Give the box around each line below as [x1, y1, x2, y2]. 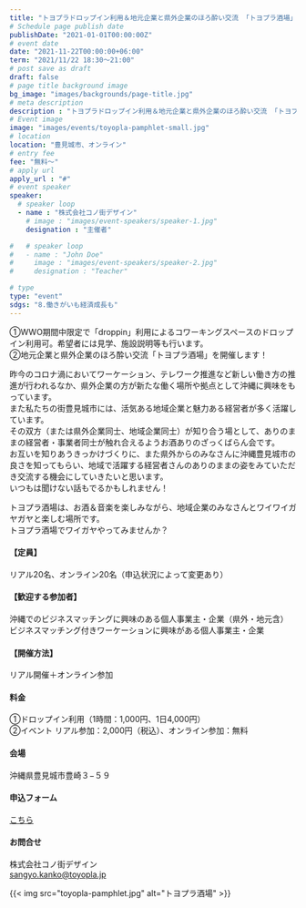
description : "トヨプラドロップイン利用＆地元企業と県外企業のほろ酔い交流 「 [9, 107, 279, 116]
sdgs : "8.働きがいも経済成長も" [9, 300, 118, 310]
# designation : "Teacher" [9, 267, 128, 276]
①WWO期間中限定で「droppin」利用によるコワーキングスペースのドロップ [9, 326, 294, 337]
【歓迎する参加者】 [9, 591, 82, 602]
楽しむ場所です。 [40, 513, 105, 524]
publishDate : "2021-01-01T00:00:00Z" [9, 30, 153, 39]
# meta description [9, 97, 84, 107]
